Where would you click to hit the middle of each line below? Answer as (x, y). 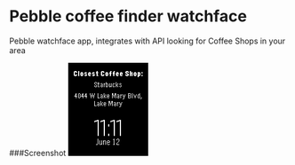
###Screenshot (38, 153)
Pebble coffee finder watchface (128, 16)
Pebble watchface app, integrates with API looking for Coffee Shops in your (147, 41)
